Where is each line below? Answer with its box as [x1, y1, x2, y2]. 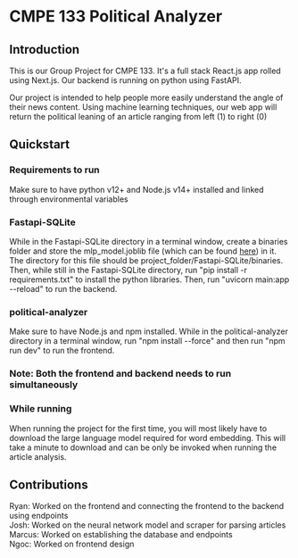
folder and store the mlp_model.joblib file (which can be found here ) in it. [9, 246, 277, 256]
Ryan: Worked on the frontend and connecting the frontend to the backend [9, 501, 285, 512]
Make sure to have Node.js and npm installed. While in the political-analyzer [9, 326, 288, 337]
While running [9, 403, 72, 415]
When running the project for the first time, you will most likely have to [9, 422, 268, 434]
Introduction [9, 42, 80, 57]
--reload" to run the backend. [9, 283, 118, 294]
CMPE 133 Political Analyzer [9, 6, 223, 27]
